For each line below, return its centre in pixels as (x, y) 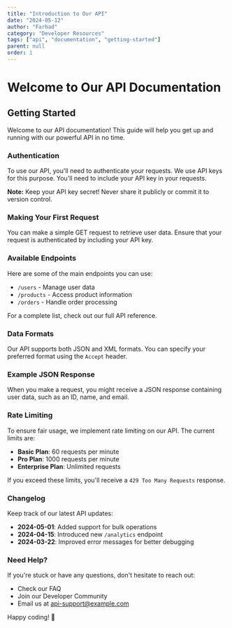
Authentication (33, 155)
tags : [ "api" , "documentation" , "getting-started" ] (84, 40)
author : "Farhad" (32, 27)
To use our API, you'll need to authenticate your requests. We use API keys (115, 171)
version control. (30, 200)
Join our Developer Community (62, 596)
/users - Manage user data (56, 287)
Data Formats (31, 333)
